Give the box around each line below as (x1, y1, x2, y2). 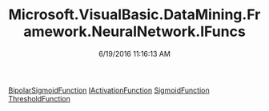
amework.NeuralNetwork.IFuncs (23, 22, 246, 41)
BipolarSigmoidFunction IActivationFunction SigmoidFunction (8, 85, 210, 95)
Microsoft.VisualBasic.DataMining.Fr (8, 6, 261, 24)
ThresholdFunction (8, 93, 70, 103)
